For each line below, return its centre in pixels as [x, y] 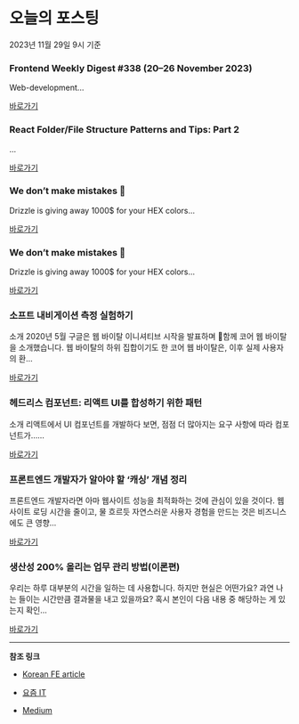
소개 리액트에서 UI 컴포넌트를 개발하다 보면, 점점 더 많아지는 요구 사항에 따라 [141, 424]
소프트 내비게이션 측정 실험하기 [71, 315]
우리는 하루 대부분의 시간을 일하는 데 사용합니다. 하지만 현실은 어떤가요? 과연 [141, 588]
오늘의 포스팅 [54, 18]
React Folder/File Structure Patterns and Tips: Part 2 [125, 130]
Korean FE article [53, 674]
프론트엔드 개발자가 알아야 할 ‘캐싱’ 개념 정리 [98, 479]
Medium [37, 711]
